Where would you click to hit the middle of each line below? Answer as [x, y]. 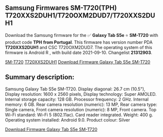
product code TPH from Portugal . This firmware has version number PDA [79, 42]
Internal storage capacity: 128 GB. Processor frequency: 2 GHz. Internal [77, 99]
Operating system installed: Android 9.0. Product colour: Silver [68, 120]
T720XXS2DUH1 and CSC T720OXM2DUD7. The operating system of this [79, 47]
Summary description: [40, 77]
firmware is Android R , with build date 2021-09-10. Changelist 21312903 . [79, 52]
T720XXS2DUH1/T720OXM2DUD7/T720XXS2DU [80, 16]
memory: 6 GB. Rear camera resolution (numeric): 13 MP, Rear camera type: [81, 104]
